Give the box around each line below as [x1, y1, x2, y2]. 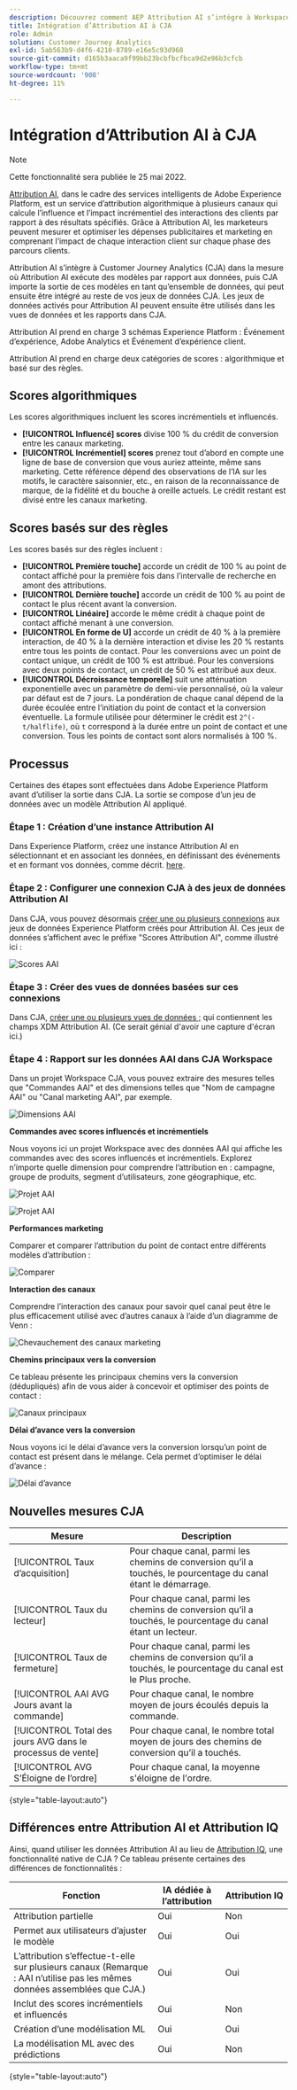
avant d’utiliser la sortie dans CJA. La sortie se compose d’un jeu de [9, 790, 256, 799]
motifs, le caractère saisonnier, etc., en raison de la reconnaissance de [21, 476, 280, 487]
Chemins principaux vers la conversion [9, 1354, 156, 1365]
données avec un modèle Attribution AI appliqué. [9, 799, 187, 809]
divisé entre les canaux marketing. [21, 495, 148, 505]
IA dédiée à [163, 1883, 212, 1896]
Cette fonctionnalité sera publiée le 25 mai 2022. [9, 171, 187, 182]
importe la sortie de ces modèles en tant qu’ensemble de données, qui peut [9, 281, 285, 292]
